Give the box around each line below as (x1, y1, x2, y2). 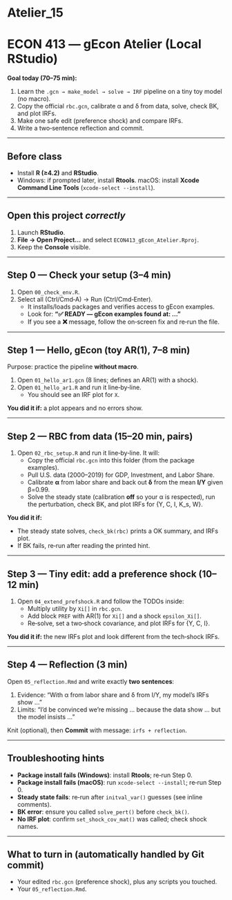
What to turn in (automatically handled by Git (7, 849, 205, 861)
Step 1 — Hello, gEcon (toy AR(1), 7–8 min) (7, 344, 191, 356)
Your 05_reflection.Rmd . (17, 885, 87, 893)
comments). (17, 800, 52, 808)
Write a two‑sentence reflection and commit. (17, 124, 144, 133)
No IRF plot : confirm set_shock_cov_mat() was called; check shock (17, 814, 207, 823)
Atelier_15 (7, 5, 64, 21)
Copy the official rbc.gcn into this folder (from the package (27, 456, 195, 464)
